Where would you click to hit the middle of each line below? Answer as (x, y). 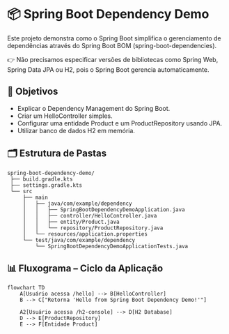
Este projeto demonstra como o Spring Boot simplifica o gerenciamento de (114, 38)
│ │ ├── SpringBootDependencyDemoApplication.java (104, 210)
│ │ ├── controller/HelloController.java (90, 215)
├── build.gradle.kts (41, 179)
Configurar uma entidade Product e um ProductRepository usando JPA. (120, 123)
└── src (21, 191)
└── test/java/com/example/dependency (79, 240)
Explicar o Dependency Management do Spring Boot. (94, 108)
